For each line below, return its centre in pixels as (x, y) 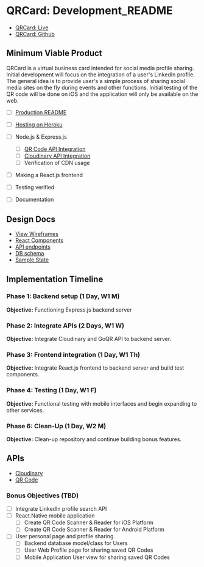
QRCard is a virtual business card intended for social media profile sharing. (100, 68)
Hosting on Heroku (39, 124)
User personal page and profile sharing (64, 536)
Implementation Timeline (55, 279)
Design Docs (31, 219)
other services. (25, 410)
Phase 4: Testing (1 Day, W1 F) (51, 390)
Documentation (34, 200)
